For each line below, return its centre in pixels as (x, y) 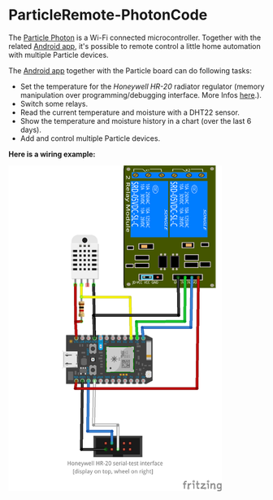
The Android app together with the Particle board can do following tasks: (130, 70)
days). (31, 129)
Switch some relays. (54, 103)
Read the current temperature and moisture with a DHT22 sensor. (130, 112)
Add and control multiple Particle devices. (90, 138)
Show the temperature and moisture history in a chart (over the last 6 (136, 121)
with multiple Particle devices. (58, 55)
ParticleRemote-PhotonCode (108, 15)
